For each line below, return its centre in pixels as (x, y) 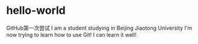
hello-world (36, 11)
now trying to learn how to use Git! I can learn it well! (71, 34)
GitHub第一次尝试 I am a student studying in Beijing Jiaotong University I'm (99, 28)
